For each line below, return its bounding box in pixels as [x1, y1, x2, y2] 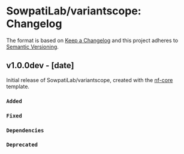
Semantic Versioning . [6, 43, 59, 50]
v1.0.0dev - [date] [6, 61, 74, 71]
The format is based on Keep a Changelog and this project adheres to [6, 37, 179, 44]
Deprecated [6, 141, 38, 148]
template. [6, 83, 30, 90]
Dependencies [6, 127, 44, 134]
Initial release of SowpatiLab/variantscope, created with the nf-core [6, 76, 173, 83]
